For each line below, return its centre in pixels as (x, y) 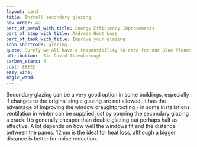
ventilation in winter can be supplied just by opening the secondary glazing (98, 114)
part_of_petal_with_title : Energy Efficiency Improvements (80, 28)
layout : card (22, 12)
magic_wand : (21, 78)
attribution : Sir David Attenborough (54, 56)
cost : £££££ (21, 67)
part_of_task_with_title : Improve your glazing (66, 39)
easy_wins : (20, 72)
